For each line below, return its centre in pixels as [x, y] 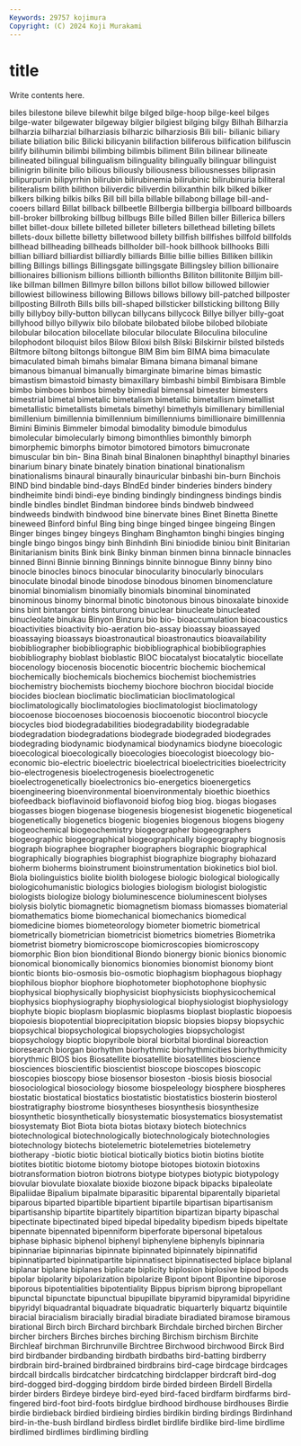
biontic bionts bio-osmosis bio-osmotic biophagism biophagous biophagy [146, 974]
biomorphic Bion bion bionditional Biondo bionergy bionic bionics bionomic [148, 954]
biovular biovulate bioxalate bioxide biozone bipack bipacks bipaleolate [141, 1183]
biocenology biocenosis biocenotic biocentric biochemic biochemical [138, 668]
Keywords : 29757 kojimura [58, 18]
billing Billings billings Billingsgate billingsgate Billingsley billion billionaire [144, 265]
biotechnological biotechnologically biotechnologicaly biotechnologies [140, 1136]
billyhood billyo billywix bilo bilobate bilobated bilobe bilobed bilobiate [138, 323]
